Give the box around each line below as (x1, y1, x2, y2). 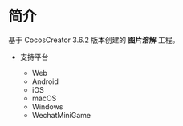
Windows (31, 101, 63, 112)
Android (31, 77, 59, 86)
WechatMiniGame (31, 110, 91, 120)
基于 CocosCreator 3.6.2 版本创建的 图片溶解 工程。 (8, 35, 180, 45)
